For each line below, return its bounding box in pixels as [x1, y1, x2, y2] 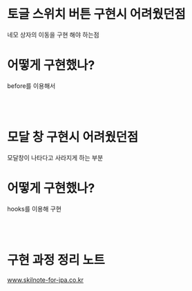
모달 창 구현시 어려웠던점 [7, 130, 139, 145]
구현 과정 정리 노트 [7, 252, 105, 267]
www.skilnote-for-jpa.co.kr [7, 275, 84, 284]
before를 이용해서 [7, 81, 56, 90]
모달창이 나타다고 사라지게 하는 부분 [7, 153, 104, 161]
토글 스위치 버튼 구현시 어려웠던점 [7, 6, 186, 22]
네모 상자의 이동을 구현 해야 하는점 [7, 30, 99, 39]
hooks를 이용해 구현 [7, 204, 62, 213]
